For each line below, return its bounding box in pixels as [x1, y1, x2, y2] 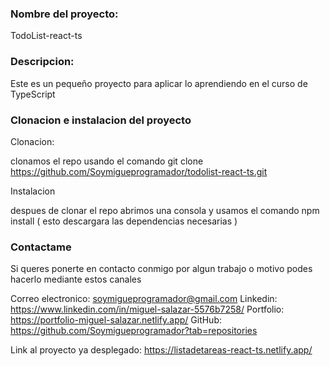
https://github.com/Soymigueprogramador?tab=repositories [10, 325, 258, 337]
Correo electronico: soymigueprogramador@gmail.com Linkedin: [10, 293, 278, 305]
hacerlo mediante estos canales [10, 273, 142, 286]
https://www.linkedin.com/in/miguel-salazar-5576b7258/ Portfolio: [10, 303, 285, 316]
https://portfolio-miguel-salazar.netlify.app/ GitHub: [10, 314, 223, 326]
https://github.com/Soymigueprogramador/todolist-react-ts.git [10, 165, 268, 177]
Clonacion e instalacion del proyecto [10, 113, 192, 127]
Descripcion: [10, 55, 75, 69]
